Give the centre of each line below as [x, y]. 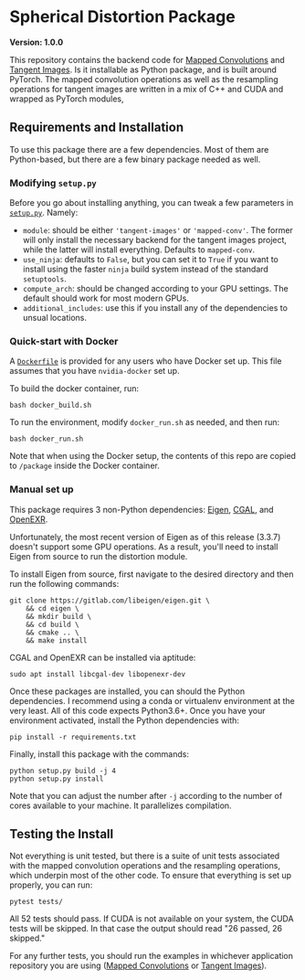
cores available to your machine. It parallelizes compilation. [121, 805]
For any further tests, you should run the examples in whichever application [152, 956]
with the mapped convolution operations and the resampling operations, [145, 866]
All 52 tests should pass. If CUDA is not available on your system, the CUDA [152, 919]
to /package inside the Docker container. [84, 466]
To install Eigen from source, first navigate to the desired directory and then [152, 574]
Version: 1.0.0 [37, 42]
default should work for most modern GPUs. [105, 298]
